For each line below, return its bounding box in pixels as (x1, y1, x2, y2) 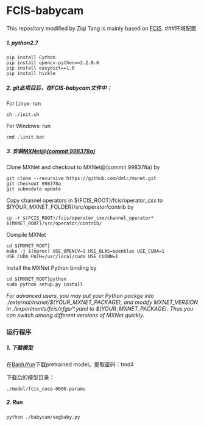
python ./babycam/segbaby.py (6, 414, 80, 420)
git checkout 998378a (6, 181, 62, 187)
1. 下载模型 (6, 344, 33, 352)
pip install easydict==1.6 (6, 65, 75, 71)
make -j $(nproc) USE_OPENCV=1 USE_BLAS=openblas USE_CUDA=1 (6, 248, 165, 254)
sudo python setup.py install (6, 281, 83, 287)
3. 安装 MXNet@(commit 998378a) (6, 148, 96, 155)
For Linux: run (6, 99, 41, 107)
